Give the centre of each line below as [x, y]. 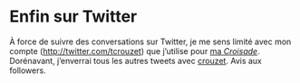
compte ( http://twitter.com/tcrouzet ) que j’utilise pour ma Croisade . [135, 51]
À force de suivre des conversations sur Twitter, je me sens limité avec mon [150, 41]
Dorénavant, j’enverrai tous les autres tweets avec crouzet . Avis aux [136, 60]
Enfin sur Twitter [73, 17]
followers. [28, 70]
